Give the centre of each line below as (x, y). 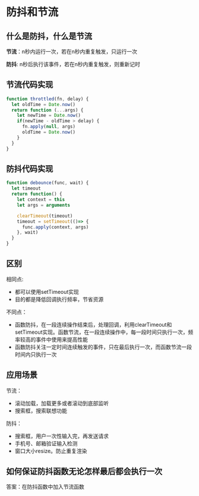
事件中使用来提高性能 (61, 339)
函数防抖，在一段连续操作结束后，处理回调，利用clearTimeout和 (93, 324)
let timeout (26, 188)
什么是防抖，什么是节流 (49, 36)
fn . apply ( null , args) (49, 127)
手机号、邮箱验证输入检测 (46, 443)
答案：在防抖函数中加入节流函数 (45, 487)
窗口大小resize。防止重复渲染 (51, 451)
